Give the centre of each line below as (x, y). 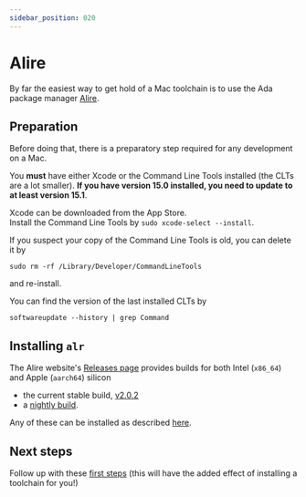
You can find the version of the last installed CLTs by (108, 301)
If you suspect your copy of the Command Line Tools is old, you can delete (151, 240)
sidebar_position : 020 (53, 18)
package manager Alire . (54, 98)
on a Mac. (28, 158)
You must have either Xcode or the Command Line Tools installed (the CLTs (152, 176)
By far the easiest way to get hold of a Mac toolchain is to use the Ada (141, 88)
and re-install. (36, 284)
